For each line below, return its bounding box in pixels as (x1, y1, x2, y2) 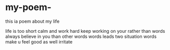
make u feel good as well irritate (5, 38, 73, 44)
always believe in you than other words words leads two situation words (5, 33, 157, 39)
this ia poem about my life (5, 18, 60, 24)
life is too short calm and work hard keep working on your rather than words (5, 28, 165, 34)
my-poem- (5, 2, 52, 13)
